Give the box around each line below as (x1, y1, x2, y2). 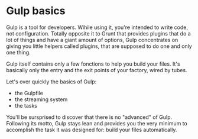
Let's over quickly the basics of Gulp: (6, 78, 97, 85)
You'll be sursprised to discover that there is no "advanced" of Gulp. (6, 114, 173, 121)
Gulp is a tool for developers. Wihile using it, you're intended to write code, (6, 24, 188, 31)
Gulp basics (6, 4, 66, 18)
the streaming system (14, 96, 68, 103)
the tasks (14, 102, 37, 109)
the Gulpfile (14, 89, 43, 96)
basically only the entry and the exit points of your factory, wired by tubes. (6, 66, 187, 73)
